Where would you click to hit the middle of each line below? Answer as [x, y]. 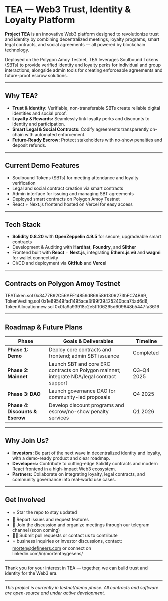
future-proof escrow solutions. [37, 75]
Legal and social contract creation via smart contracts [68, 188]
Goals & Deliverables [88, 341]
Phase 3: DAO [24, 394]
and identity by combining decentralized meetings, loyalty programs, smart [82, 39]
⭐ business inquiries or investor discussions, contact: [67, 541]
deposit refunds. [29, 145]
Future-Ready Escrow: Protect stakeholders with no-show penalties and [87, 140]
